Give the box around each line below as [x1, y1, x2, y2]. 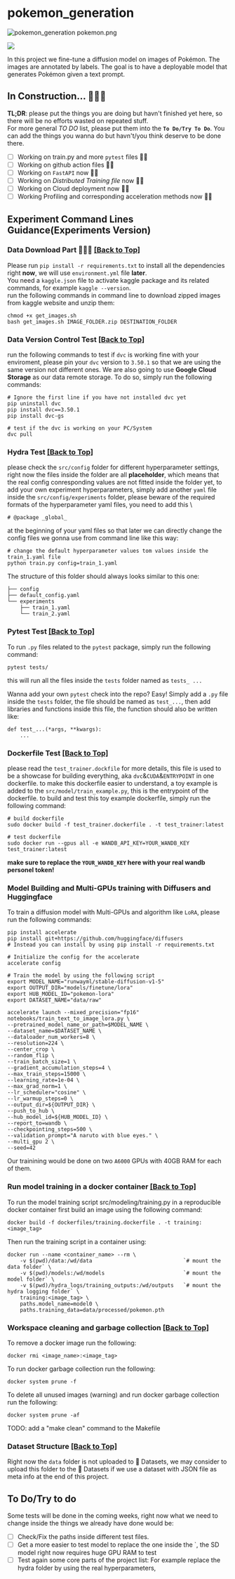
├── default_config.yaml [7, 592, 80, 599]
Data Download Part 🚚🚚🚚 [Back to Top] [7, 245, 140, 255]
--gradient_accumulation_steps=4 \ [7, 1064, 112, 1072]
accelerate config [7, 960, 61, 967]
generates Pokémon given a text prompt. [7, 70, 125, 78]
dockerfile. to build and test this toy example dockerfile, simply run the [7, 794, 211, 803]
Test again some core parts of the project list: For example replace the [17, 1556, 221, 1564]
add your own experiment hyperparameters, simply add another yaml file [7, 485, 217, 494]
